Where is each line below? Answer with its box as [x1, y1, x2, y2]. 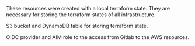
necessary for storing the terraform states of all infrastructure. [6, 11, 156, 18]
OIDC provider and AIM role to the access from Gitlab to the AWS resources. [6, 34, 190, 40]
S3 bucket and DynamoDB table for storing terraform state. [6, 23, 148, 29]
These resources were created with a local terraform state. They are [6, 5, 170, 12]
